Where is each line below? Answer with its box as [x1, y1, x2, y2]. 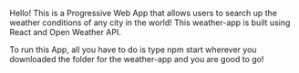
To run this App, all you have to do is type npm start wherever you [9, 44, 257, 55]
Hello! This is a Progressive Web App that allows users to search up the [9, 8, 278, 18]
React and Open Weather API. [9, 27, 121, 37]
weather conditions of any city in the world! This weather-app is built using [9, 17, 291, 28]
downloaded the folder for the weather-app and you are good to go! [9, 54, 264, 64]
